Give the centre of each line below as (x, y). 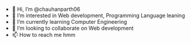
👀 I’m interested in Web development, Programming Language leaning (98, 15)
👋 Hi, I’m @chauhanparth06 (46, 9)
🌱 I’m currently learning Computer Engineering (69, 22)
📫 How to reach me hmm (44, 35)
